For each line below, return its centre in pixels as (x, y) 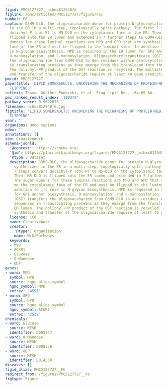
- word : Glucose (22, 324)
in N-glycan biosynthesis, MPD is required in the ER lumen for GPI (82, 51)
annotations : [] (22, 134)
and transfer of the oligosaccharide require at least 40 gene (76, 74)
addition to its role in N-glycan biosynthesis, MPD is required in (86, 190)
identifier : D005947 (31, 333)
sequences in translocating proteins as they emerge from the (80, 203)
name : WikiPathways (34, 236)
